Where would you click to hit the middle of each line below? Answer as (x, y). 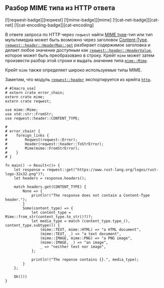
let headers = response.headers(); (50, 178)
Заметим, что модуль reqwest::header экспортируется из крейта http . (78, 79)
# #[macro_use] (21, 88)
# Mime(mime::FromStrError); (42, 148)
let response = (29, 170)
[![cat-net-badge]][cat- (136, 20)
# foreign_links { (27, 135)
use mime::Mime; (22, 110)
